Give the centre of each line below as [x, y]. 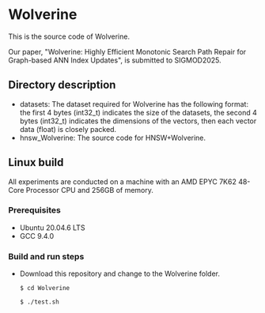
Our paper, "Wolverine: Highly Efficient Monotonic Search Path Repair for [127, 51]
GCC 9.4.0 [37, 236]
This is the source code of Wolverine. [69, 36]
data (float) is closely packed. [68, 129]
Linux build [36, 162]
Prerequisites [34, 210]
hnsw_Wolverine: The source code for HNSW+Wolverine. [113, 138]
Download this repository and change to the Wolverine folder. [119, 273]
